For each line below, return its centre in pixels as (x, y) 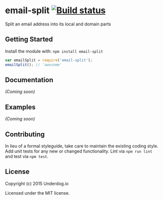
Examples (20, 107)
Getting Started (29, 39)
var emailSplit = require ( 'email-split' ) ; (49, 60)
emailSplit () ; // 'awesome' (34, 65)
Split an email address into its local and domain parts (58, 24)
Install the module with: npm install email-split (54, 51)
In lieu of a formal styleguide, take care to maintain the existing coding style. (82, 146)
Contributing (25, 134)
